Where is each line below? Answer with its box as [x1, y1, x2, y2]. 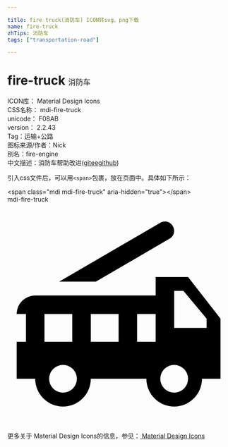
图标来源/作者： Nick [7, 141, 66, 149]
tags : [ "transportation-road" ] [7, 36, 100, 43]
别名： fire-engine [7, 149, 59, 159]
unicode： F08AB [7, 114, 59, 123]
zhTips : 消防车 [7, 30, 49, 37]
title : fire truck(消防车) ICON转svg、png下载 [7, 16, 140, 23]
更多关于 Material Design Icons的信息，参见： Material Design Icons [7, 431, 205, 441]
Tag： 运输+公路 [7, 132, 54, 141]
